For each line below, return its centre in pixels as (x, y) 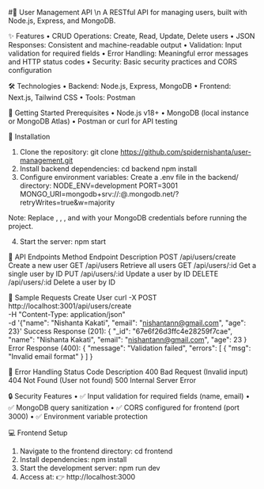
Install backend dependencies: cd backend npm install (108, 169)
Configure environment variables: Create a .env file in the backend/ (129, 177)
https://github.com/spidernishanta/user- (185, 152)
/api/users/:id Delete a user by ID (62, 282)
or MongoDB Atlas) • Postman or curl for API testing (93, 121)
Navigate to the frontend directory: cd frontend (96, 451)
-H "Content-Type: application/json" (67, 314)
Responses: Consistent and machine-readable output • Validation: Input (125, 45)
